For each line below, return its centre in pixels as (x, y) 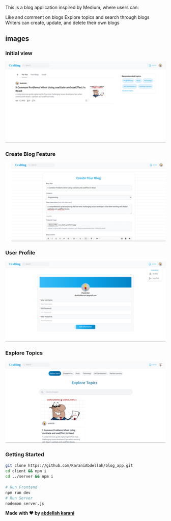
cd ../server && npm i (29, 477)
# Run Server (19, 498)
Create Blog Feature (31, 154)
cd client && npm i (26, 471)
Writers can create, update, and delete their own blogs (62, 23)
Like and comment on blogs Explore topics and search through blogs (77, 17)
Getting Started (25, 454)
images (17, 39)
